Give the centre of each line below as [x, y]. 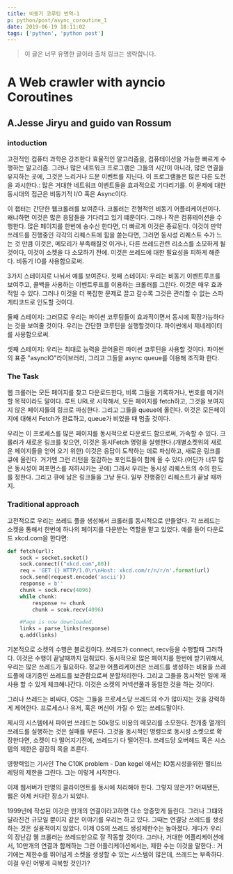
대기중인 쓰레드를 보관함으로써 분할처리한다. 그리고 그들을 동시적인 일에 [122, 676]
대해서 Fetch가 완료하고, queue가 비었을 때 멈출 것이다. [95, 419]
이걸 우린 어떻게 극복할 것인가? [49, 864]
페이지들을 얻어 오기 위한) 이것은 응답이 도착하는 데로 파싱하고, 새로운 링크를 [118, 451]
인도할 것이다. [56, 302]
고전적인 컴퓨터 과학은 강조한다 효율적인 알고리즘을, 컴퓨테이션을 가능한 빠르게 [113, 159]
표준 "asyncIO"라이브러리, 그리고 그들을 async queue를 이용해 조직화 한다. [117, 358]
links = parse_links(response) [65, 629]
